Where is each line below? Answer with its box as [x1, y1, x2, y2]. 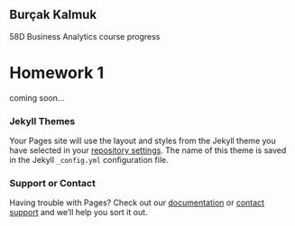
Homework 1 [9, 63, 105, 83]
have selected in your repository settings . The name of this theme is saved [9, 145, 287, 156]
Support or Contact [9, 176, 97, 189]
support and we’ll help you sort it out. [9, 207, 148, 218]
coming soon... [9, 92, 65, 103]
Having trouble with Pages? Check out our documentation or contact [9, 197, 264, 208]
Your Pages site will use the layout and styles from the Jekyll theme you [9, 135, 277, 147]
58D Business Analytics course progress [9, 31, 161, 41]
